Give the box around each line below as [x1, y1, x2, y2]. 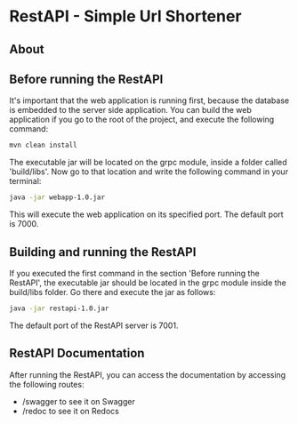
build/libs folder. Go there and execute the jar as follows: [9, 286, 216, 297]
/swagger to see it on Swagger [21, 396, 135, 406]
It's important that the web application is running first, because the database [9, 95, 290, 106]
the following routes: [9, 379, 85, 389]
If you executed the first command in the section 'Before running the [9, 268, 260, 278]
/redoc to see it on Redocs [21, 405, 120, 416]
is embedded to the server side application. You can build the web [9, 105, 252, 116]
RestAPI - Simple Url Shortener [9, 6, 242, 27]
